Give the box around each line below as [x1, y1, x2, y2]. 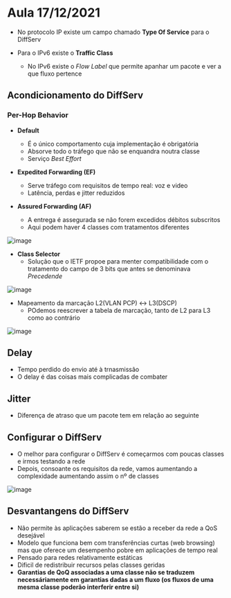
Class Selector [17, 250, 61, 258]
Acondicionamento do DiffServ [7, 89, 144, 101]
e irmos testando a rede [17, 457, 86, 465]
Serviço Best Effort [27, 154, 82, 162]
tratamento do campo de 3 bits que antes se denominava [27, 264, 191, 273]
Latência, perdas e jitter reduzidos [27, 189, 125, 197]
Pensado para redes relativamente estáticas [17, 553, 143, 561]
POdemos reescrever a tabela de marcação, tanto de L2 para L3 [27, 306, 211, 314]
